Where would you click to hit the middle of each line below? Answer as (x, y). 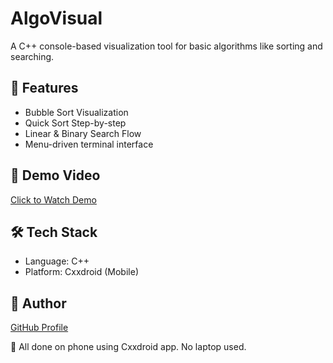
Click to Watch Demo (53, 199)
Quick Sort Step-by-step (75, 123)
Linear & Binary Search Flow (83, 133)
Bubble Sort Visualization (76, 112)
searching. (32, 56)
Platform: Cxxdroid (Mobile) (81, 272)
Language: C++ (57, 261)
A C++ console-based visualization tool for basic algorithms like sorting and (166, 46)
